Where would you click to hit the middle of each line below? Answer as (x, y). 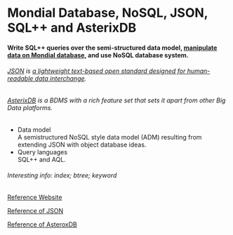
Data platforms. (30, 107)
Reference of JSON (35, 210)
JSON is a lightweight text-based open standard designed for (96, 71)
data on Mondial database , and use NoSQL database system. (98, 55)
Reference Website (35, 197)
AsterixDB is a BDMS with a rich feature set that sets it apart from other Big (116, 100)
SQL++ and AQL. (42, 159)
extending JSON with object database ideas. (82, 145)
